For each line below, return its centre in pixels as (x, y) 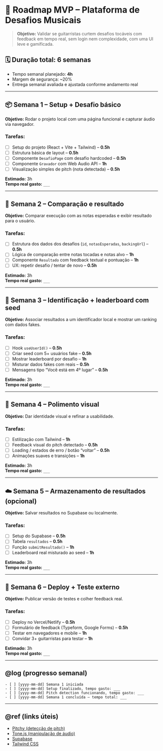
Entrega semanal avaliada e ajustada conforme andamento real (75, 84)
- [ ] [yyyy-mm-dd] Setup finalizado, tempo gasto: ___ (63, 689)
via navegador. (20, 124)
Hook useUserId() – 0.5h (37, 348)
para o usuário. (20, 221)
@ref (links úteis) (32, 717)
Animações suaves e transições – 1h (48, 456)
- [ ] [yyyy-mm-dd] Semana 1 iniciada (44, 684)
